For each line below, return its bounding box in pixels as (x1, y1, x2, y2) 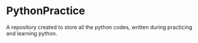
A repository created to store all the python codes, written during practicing (6, 24, 193, 31)
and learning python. (6, 29, 58, 37)
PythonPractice (6, 4, 86, 18)
